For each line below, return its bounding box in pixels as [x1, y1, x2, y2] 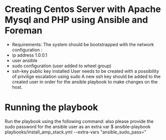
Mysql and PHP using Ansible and [5, 14, 148, 26]
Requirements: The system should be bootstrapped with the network [12, 41, 154, 47]
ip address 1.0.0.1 [12, 52, 48, 58]
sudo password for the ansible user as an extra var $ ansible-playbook [5, 123, 151, 129]
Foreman [5, 25, 43, 36]
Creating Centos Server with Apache [5, 4, 161, 15]
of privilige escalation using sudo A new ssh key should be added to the [12, 73, 161, 79]
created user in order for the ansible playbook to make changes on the [12, 79, 158, 85]
